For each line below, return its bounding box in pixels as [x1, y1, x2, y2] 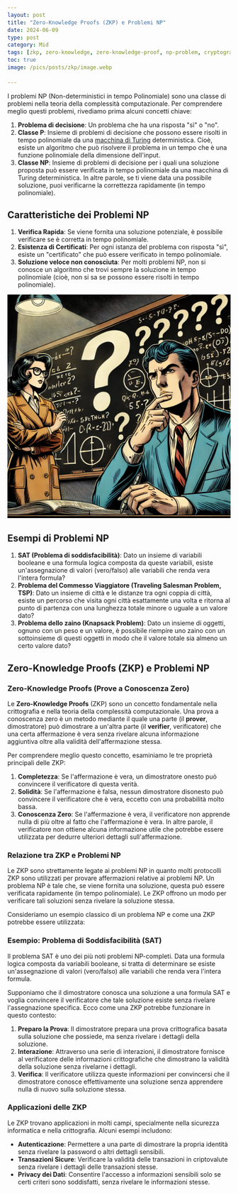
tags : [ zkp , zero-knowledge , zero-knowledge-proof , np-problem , [7, 49, 201, 56]
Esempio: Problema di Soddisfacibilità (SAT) [7, 935, 162, 945]
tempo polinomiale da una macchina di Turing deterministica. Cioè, [17, 136, 213, 144]
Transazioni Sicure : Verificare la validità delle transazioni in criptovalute [17, 1155, 228, 1163]
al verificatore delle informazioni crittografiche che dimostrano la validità [17, 1055, 229, 1063]
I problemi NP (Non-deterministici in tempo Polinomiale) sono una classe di [7, 92, 227, 100]
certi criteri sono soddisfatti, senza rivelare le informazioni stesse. [17, 1177, 210, 1186]
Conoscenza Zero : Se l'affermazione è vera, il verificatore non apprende [17, 810, 230, 818]
